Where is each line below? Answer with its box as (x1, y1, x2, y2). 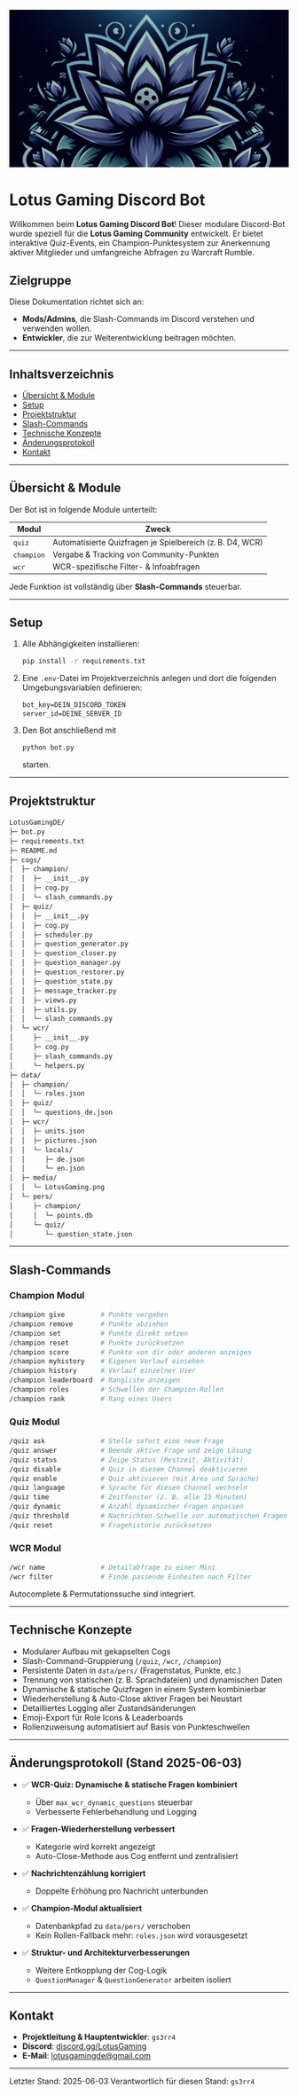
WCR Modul (9, 1542, 62, 1554)
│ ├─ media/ (9, 1173, 58, 1182)
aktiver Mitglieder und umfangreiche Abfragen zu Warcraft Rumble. (9, 247, 255, 258)
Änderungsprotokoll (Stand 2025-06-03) (9, 1755, 242, 1770)
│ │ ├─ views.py (9, 995, 77, 1005)
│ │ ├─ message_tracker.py (9, 986, 117, 995)
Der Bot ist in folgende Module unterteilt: (9, 504, 158, 514)
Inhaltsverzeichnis (9, 366, 114, 381)
